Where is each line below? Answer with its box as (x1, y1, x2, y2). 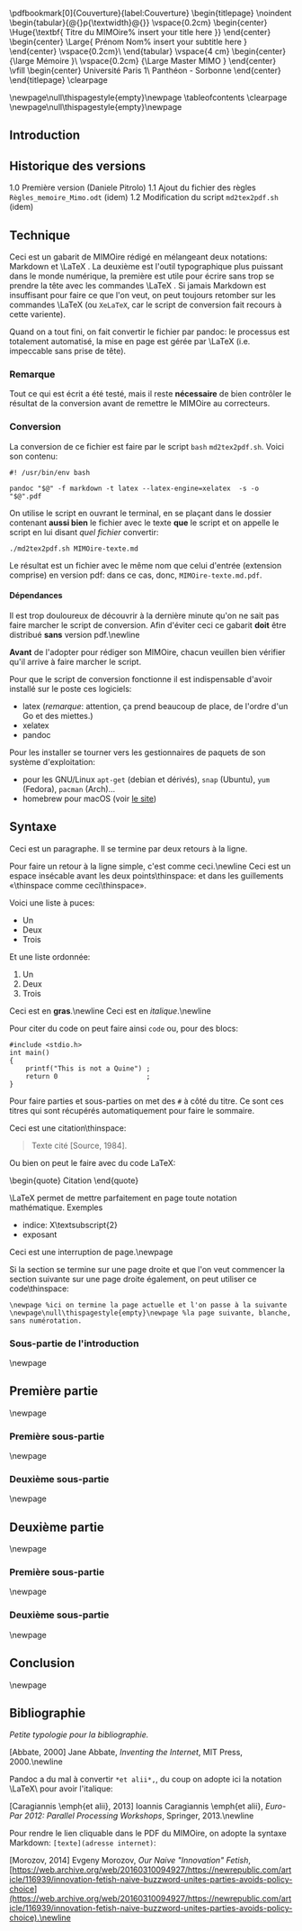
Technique (9, 227, 70, 242)
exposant (22, 1229, 58, 1240)
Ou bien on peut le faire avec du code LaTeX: (9, 1157, 176, 1168)
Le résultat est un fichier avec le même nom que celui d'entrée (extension (9, 560, 282, 570)
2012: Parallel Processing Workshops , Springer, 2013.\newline (23, 1810, 254, 1821)
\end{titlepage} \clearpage (9, 75, 108, 85)
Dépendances (9, 590, 63, 601)
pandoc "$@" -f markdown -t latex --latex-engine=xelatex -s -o (9, 484, 259, 493)
